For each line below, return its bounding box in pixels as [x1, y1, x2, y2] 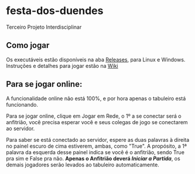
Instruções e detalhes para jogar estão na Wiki [6, 62, 118, 69]
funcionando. [6, 101, 38, 108]
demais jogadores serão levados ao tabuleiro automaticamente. [6, 161, 159, 168]
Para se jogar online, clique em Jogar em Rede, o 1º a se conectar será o [6, 112, 182, 120]
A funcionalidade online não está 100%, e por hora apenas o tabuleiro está [6, 95, 186, 102]
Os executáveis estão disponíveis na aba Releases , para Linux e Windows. [6, 56, 186, 63]
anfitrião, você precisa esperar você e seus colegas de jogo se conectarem [6, 118, 189, 125]
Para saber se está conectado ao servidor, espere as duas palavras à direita [6, 136, 190, 143]
